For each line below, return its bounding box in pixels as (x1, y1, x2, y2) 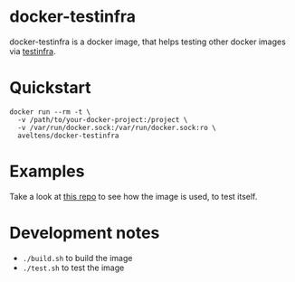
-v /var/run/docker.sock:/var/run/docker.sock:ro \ (17, 123, 217, 132)
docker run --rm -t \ (9, 107, 91, 117)
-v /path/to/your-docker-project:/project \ (17, 115, 188, 124)
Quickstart (9, 78, 92, 99)
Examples (9, 161, 85, 182)
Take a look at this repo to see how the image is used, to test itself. (9, 191, 258, 202)
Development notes (9, 223, 160, 243)
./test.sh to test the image (22, 262, 125, 273)
